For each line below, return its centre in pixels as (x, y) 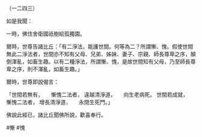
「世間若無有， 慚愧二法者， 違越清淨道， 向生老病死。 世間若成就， (96, 95)
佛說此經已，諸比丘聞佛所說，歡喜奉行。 (56, 115)
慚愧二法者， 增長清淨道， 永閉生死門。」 (60, 102)
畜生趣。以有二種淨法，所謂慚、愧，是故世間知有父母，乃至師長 (111, 62)
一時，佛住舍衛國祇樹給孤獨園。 (46, 34)
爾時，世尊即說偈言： (32, 82)
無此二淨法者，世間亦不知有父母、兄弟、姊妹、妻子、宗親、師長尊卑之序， (98, 54)
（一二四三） (22, 8)
